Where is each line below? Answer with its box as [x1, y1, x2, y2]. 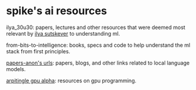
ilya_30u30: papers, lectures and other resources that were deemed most [6, 24, 185, 31]
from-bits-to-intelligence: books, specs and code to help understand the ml [6, 41, 191, 49]
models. [6, 65, 26, 72]
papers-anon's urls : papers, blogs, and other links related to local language [6, 59, 190, 66]
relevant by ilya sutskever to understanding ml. [6, 30, 120, 37]
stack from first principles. [6, 47, 70, 54]
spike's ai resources [6, 4, 107, 18]
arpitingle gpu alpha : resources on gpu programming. [6, 77, 137, 84]
